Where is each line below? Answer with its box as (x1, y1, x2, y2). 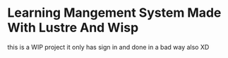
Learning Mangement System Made (7, 5, 222, 21)
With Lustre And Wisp (7, 20, 139, 36)
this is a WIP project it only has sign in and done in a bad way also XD (7, 43, 210, 51)
